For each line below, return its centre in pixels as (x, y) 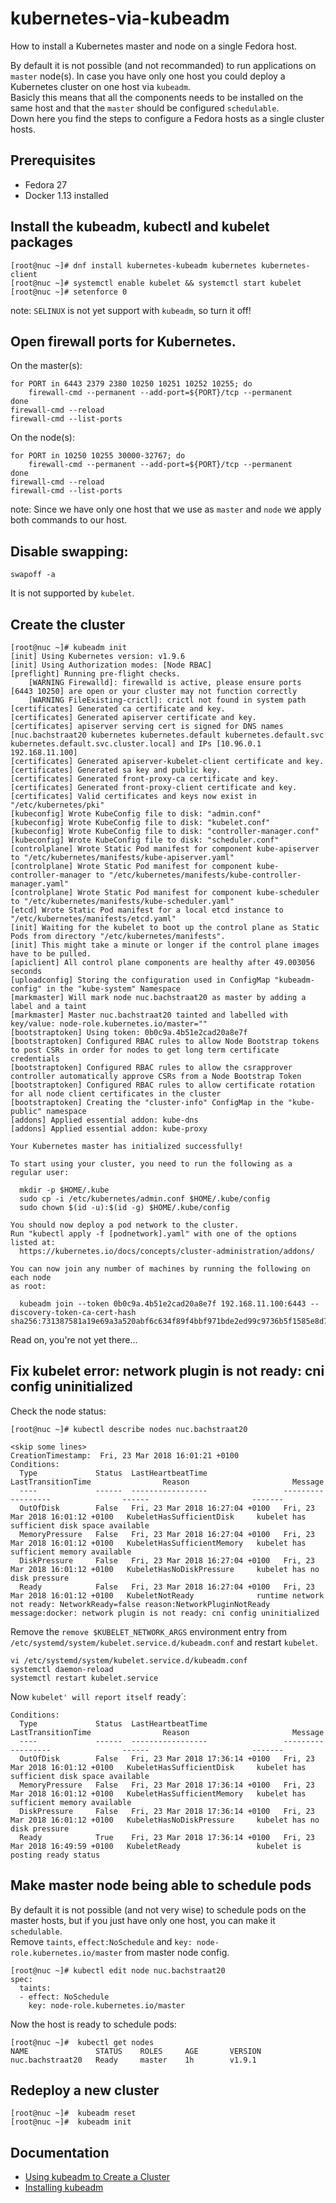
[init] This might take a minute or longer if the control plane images (165, 945)
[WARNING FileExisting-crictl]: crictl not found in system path (167, 700)
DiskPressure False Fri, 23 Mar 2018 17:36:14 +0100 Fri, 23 (167, 1811)
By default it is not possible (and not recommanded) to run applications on (163, 65)
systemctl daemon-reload (62, 1669)
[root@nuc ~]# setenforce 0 (69, 292)
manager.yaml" (40, 884)
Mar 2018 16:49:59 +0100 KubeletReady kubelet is (156, 1846)
